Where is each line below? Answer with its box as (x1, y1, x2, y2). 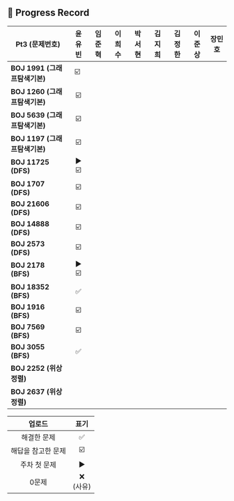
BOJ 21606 (10, 199, 50, 209)
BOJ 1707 (10, 179, 45, 189)
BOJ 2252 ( (10, 363, 50, 373)
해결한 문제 (21, 432, 56, 442)
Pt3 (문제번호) (15, 39, 61, 49)
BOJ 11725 (10, 157, 50, 167)
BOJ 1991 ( (10, 63, 50, 73)
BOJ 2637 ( (10, 387, 50, 397)
